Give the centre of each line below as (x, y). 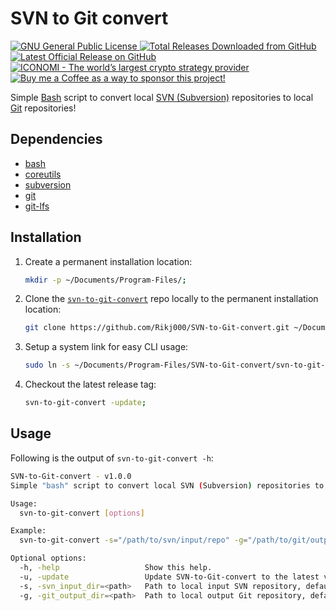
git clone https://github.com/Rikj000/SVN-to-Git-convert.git (157, 328)
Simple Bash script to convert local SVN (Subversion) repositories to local (162, 97)
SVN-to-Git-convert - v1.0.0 (71, 476)
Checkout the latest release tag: (90, 384)
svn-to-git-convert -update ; (85, 403)
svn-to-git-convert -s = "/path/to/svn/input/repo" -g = (133, 540)
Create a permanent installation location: (108, 261)
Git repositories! (43, 108)
